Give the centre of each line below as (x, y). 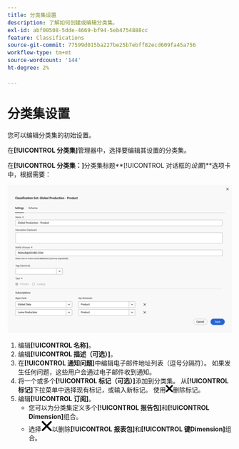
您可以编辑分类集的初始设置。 (51, 135)
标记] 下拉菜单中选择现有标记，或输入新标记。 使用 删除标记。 (111, 390)
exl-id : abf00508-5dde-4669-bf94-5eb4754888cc (78, 30)
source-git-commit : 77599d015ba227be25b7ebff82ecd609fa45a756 (102, 45)
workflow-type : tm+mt (40, 53)
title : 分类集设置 (32, 15)
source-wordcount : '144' (44, 61)
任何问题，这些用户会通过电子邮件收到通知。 (90, 372)
